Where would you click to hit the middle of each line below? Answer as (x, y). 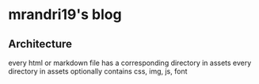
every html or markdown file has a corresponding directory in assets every (130, 63)
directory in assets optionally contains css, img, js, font (98, 71)
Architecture (40, 44)
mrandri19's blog (65, 15)
